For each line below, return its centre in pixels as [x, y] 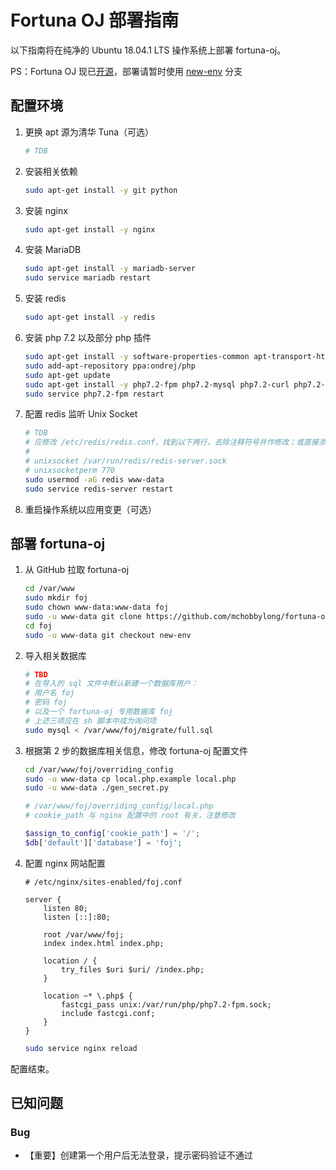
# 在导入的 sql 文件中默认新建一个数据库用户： [111, 684]
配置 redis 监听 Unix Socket [81, 414]
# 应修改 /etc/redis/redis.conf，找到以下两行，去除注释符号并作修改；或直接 [171, 442]
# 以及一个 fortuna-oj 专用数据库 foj [98, 712]
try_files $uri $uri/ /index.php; [133, 969]
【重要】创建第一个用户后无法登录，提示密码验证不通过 [138, 1155]
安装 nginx [46, 210]
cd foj [38, 626]
